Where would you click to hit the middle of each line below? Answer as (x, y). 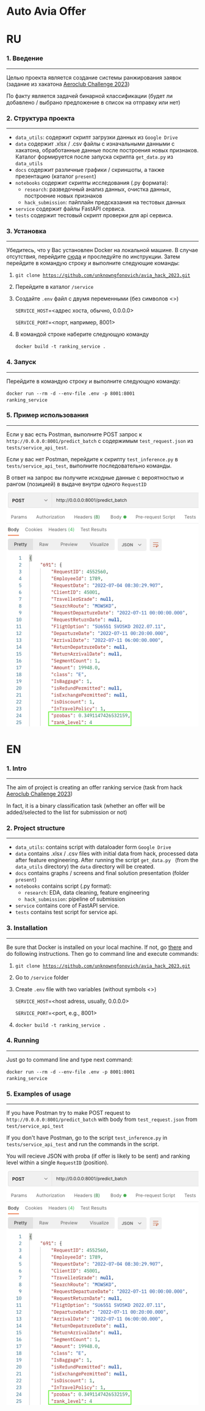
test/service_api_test (35, 1126)
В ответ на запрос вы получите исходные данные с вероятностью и (95, 477)
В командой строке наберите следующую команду (82, 334)
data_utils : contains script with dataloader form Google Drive (93, 847)
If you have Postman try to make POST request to (69, 1113)
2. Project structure (36, 828)
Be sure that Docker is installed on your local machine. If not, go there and (99, 947)
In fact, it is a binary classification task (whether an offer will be (86, 805)
